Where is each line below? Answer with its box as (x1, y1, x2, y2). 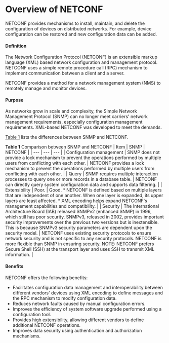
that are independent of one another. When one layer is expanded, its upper (5, 193, 163, 199)
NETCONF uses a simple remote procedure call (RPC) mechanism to (5, 65, 148, 71)
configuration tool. (12, 311, 52, 317)
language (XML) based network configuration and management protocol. (5, 59, 158, 65)
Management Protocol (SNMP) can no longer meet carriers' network (5, 113, 148, 120)
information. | (5, 252, 33, 258)
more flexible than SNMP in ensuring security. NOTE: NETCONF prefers (5, 241, 154, 247)
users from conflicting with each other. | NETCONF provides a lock (5, 160, 144, 166)
